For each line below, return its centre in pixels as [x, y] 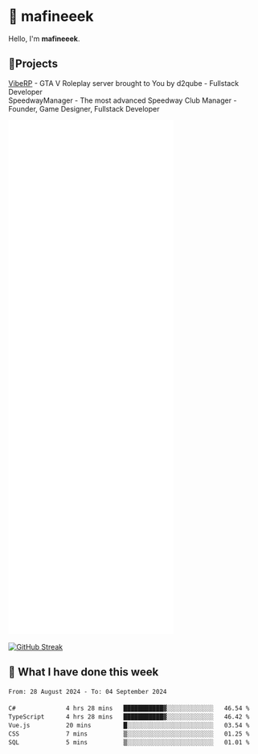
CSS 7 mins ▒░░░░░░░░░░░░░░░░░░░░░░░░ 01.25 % [129, 734]
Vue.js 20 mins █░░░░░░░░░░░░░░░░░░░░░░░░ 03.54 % [129, 726]
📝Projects [33, 64]
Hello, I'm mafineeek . [44, 39]
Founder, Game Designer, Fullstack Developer [84, 108]
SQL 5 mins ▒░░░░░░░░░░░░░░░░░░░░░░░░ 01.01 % [129, 742]
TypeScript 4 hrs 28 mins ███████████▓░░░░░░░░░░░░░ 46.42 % [129, 717]
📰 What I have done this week [84, 672]
